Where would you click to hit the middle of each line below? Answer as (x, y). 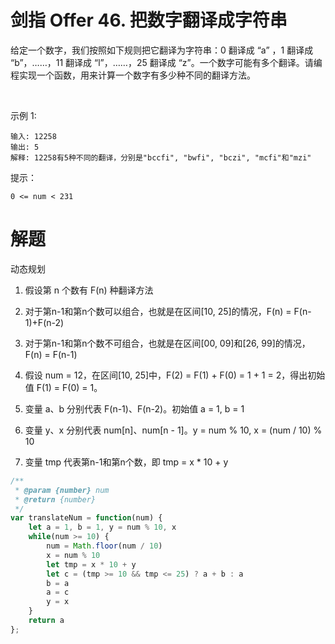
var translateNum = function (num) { (86, 518)
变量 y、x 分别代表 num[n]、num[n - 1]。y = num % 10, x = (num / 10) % (173, 430)
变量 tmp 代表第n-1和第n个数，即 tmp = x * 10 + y (126, 462)
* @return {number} (55, 499)
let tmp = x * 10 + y (91, 564)
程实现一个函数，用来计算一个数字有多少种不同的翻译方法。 (133, 75)
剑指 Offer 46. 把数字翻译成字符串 (149, 20)
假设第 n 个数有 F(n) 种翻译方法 (89, 290)
